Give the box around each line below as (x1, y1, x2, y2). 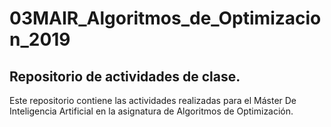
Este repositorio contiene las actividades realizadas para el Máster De (9, 95, 297, 106)
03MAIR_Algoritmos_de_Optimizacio (9, 7, 322, 30)
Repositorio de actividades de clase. (9, 68, 241, 85)
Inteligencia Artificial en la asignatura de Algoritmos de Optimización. (9, 105, 294, 117)
